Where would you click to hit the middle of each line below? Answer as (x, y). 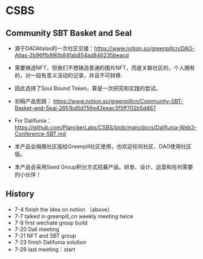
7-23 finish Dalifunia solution (50, 242)
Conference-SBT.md (40, 134)
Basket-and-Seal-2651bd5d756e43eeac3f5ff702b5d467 (85, 108)
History (20, 194)
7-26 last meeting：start (45, 249)
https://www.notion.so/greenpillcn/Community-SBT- (118, 101)
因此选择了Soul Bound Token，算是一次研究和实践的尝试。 (88, 88)
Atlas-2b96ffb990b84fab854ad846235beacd (72, 55)
